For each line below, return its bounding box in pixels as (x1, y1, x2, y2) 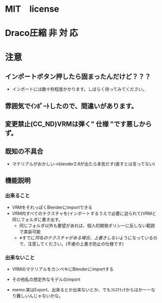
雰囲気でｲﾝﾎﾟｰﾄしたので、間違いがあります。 (5, 102, 138, 110)
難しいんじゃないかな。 (16, 293, 63, 299)
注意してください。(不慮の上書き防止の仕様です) (28, 241, 124, 247)
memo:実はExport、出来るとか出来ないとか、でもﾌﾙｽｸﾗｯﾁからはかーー (12, 286, 151, 292)
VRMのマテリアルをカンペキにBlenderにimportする (12, 266, 114, 272)
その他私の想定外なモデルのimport (12, 276, 81, 282)
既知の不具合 (5, 147, 44, 155)
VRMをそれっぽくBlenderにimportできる (12, 204, 93, 210)
